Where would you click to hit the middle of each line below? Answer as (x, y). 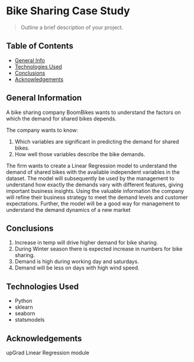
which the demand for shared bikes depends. (62, 118)
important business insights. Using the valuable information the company (95, 190)
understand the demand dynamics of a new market (69, 209)
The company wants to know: (42, 130)
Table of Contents (40, 46)
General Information (44, 98)
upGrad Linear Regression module (48, 353)
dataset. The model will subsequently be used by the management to (90, 178)
